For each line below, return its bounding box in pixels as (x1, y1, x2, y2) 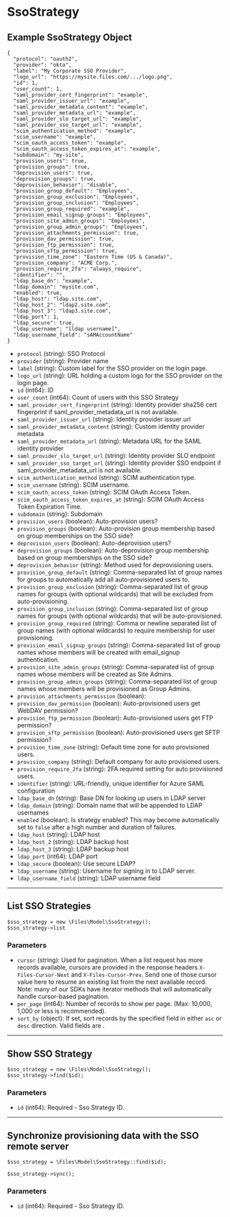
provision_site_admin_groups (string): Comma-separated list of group (16, 663, 214, 671)
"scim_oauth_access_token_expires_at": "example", (13, 145, 161, 152)
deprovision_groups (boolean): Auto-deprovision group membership (16, 546, 209, 554)
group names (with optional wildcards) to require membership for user (16, 627, 216, 634)
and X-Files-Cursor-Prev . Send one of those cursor (71, 971, 217, 979)
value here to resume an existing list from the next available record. (16, 978, 207, 986)
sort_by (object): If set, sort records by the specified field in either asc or (16, 1014, 222, 1022)
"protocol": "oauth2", (13, 56, 78, 62)
